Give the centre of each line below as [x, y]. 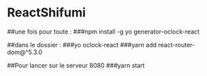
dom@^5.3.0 [25, 52]
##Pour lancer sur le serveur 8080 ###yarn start [76, 65]
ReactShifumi [47, 13]
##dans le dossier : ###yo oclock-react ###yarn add [82, 45]
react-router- [176, 45]
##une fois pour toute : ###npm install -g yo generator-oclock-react [103, 31]
